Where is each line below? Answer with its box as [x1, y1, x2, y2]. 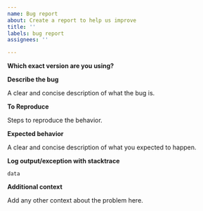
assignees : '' [7, 36, 49, 43]
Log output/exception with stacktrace [7, 157, 120, 165]
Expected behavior [7, 130, 64, 138]
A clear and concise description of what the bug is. [7, 89, 155, 97]
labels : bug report [7, 29, 65, 37]
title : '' [7, 23, 37, 30]
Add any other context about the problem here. [7, 196, 144, 205]
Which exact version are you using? [7, 62, 114, 70]
